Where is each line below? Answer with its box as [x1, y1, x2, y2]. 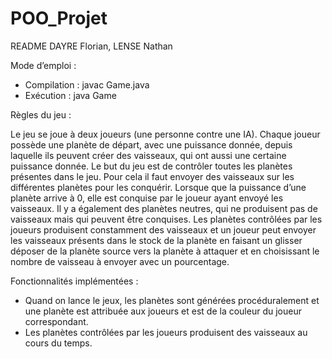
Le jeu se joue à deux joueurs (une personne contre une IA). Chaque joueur [10, 128, 321, 140]
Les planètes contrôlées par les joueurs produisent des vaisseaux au [24, 326, 308, 338]
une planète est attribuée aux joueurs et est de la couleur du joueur [24, 305, 302, 317]
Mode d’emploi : [10, 59, 77, 71]
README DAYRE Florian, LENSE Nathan [10, 40, 173, 52]
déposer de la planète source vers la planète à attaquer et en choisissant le [10, 245, 320, 257]
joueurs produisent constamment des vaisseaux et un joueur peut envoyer [10, 223, 317, 236]
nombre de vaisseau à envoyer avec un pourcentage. [10, 255, 230, 267]
